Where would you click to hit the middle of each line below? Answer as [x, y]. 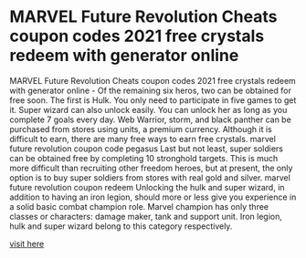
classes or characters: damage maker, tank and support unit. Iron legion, [146, 216]
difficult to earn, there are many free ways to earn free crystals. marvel [143, 139]
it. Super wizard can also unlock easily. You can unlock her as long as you [148, 109]
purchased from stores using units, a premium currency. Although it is [141, 129]
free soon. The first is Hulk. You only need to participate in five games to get [153, 100]
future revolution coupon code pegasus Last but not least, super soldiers [147, 149]
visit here [27, 243]
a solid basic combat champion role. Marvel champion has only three [139, 206]
